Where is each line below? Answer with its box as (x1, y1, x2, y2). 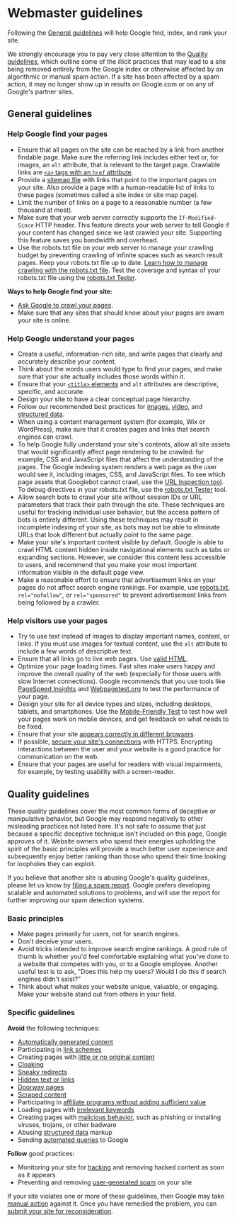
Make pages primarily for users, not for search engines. (17, 930, 180, 938)
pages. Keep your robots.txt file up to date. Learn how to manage (17, 258, 208, 267)
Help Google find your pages (7, 129, 108, 139)
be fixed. (17, 722, 44, 731)
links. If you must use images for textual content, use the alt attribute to (17, 639, 228, 648)
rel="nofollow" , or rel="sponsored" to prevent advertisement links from (17, 590, 227, 599)
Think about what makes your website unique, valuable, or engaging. (17, 982, 219, 991)
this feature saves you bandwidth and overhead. (17, 235, 159, 244)
